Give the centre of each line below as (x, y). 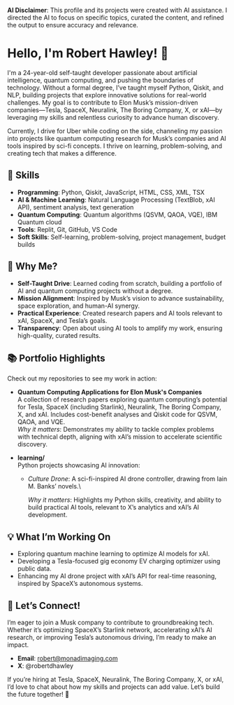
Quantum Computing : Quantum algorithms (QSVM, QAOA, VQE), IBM (117, 214)
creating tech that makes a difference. (62, 153)
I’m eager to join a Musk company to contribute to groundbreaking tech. (111, 622)
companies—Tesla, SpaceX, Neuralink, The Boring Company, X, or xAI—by (115, 110)
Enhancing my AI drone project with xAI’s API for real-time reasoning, (117, 576)
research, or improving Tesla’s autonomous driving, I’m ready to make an (112, 637)
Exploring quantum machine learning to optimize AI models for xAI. (114, 554)
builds (26, 244)
